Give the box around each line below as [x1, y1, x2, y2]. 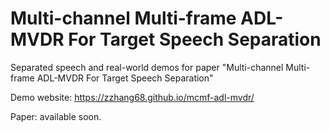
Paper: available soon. [10, 110, 102, 122]
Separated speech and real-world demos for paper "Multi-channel [10, 61, 284, 73]
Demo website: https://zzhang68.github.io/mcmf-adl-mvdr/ [10, 91, 255, 103]
